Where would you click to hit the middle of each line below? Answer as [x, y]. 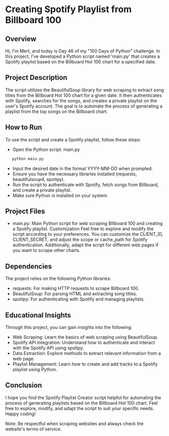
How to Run [24, 128]
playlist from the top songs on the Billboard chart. [57, 111]
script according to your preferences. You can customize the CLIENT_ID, [88, 234]
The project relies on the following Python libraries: [58, 279]
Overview [21, 39]
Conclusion [24, 386]
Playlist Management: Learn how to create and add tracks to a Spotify [85, 364]
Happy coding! [21, 414]
